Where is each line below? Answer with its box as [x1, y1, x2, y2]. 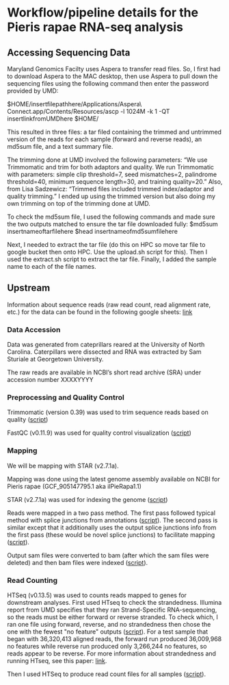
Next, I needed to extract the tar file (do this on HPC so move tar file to [7, 241, 206, 248]
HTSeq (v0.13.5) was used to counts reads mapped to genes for [7, 591, 187, 599]
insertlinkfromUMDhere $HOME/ [7, 115, 99, 123]
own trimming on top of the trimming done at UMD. [7, 200, 150, 207]
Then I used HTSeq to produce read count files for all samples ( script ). [7, 670, 206, 678]
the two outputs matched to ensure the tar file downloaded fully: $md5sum [7, 220, 219, 228]
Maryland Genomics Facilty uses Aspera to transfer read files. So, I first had [7, 65, 221, 73]
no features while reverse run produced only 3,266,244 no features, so [7, 642, 207, 650]
